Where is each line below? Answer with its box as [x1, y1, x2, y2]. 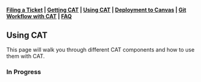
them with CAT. [6, 53, 45, 60]
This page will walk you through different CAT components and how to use [6, 46, 195, 53]
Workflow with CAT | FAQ [6, 12, 72, 19]
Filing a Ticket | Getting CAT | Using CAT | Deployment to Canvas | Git [6, 6, 187, 13]
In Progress [6, 68, 42, 77]
